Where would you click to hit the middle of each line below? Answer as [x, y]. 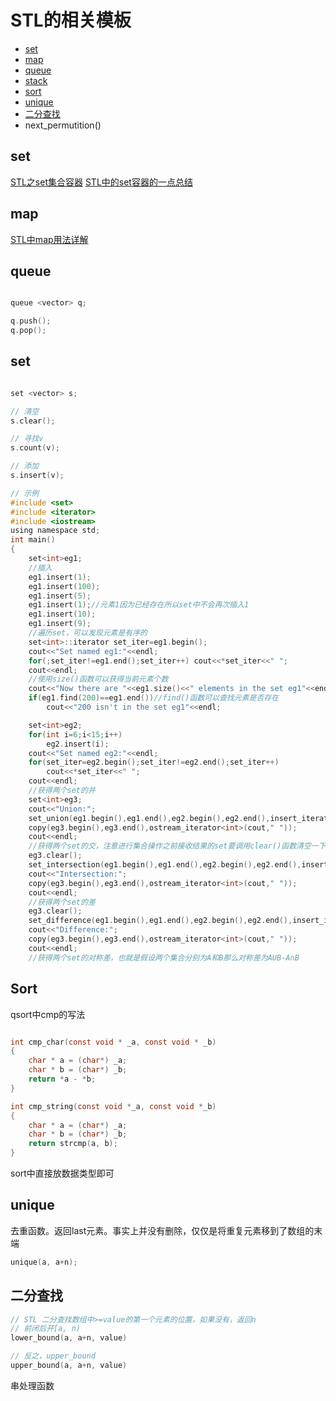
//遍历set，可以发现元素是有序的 [88, 633]
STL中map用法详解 [49, 239]
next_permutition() [63, 125]
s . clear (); [33, 421]
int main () [33, 540]
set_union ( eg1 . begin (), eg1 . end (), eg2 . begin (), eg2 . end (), [149, 818]
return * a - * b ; [62, 1079]
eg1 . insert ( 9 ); [60, 624]
